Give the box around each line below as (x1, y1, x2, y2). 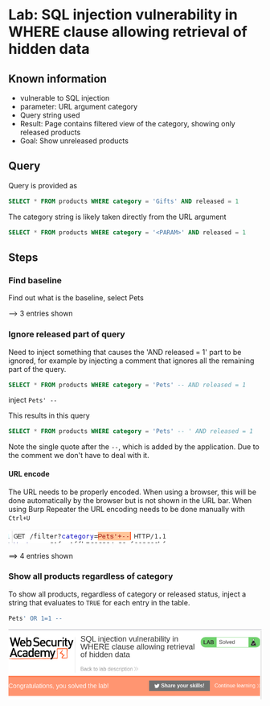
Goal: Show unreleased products (19, 136, 129, 146)
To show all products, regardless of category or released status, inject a (8, 589, 247, 599)
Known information (8, 72, 107, 85)
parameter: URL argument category (19, 102, 138, 111)
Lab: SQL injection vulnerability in (8, 6, 239, 24)
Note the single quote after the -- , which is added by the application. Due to (8, 442, 260, 452)
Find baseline (8, 275, 63, 286)
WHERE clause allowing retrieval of (8, 23, 247, 41)
